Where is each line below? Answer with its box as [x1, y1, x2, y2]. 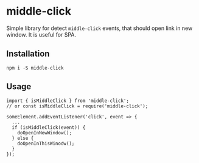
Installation [6, 49, 50, 59]
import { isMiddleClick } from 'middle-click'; [6, 98, 130, 104]
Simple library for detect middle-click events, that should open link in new [6, 24, 193, 32]
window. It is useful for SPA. [6, 31, 77, 38]
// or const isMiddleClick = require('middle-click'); [6, 103, 148, 109]
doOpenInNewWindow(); [17, 129, 72, 136]
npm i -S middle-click [6, 65, 64, 71]
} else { [12, 135, 34, 141]
